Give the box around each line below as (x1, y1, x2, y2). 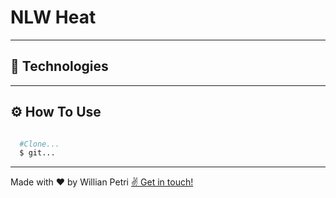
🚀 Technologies (10, 58, 109, 75)
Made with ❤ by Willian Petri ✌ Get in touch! (10, 176, 194, 188)
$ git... (19, 148, 56, 158)
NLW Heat (10, 6, 97, 29)
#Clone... (19, 139, 60, 149)
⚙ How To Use (10, 104, 102, 121)
